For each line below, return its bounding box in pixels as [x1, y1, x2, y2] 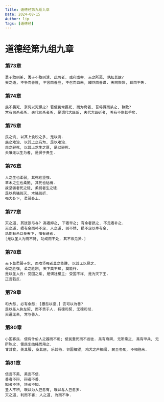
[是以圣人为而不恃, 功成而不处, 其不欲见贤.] [5, 236, 87, 241]
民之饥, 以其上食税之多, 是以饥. [5, 135, 64, 140]
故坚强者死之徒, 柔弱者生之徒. [5, 186, 60, 190]
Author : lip [5, 16, 29, 21]
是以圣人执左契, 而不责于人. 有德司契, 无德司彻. [5, 307, 94, 311]
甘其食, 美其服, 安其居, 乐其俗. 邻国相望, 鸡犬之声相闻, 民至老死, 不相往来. [5, 347, 148, 352]
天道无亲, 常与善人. [5, 312, 41, 317]
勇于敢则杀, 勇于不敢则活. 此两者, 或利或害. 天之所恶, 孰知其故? [5, 75, 124, 80]
